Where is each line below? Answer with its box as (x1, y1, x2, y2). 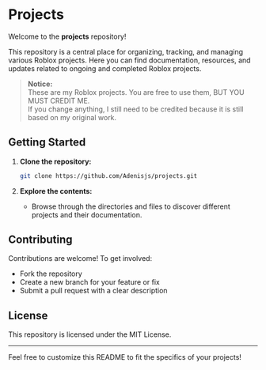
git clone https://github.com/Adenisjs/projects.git (19, 172, 198, 179)
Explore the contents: (19, 186, 93, 195)
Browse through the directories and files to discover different (31, 202, 231, 211)
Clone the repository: (19, 157, 92, 166)
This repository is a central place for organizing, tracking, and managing (8, 47, 244, 56)
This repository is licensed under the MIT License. (8, 330, 172, 339)
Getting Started (8, 136, 86, 149)
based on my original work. (27, 112, 117, 122)
